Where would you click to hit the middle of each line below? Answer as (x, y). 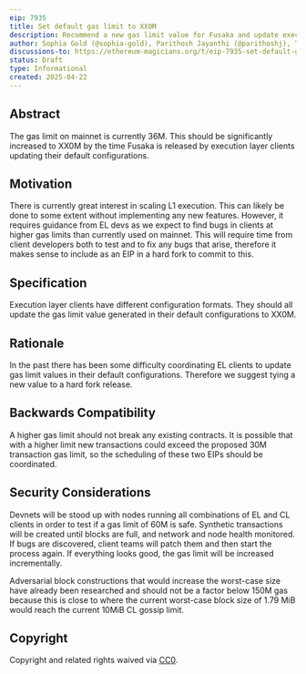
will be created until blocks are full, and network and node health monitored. (153, 534)
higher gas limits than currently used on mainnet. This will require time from (151, 235)
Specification (48, 283)
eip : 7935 (28, 18)
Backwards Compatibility (83, 413)
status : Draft (36, 60)
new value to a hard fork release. (71, 384)
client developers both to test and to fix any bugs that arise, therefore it (143, 245)
